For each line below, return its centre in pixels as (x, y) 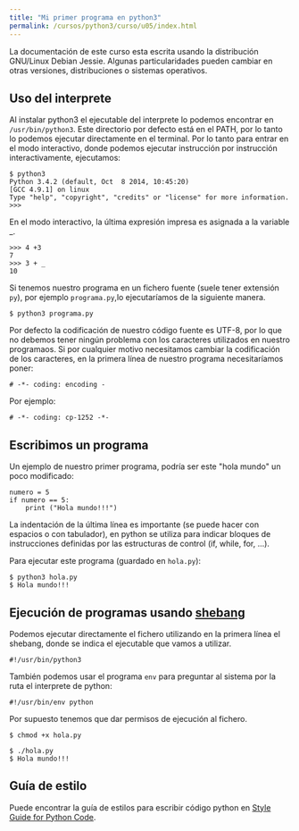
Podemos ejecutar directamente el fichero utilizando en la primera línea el (145, 634)
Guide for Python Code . (53, 817)
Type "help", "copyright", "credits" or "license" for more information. (149, 197)
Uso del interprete (60, 98)
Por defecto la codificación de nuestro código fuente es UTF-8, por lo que (146, 331)
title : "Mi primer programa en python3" (86, 17)
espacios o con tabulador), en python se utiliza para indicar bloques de (140, 534)
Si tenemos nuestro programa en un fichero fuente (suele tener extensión (144, 288)
